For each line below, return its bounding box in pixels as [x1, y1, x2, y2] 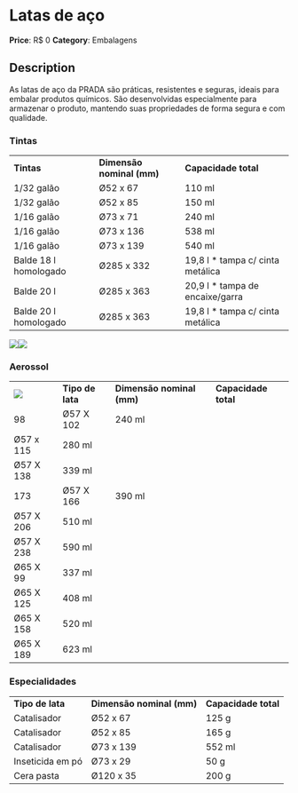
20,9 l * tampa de [184, 280, 260, 292]
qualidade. [9, 112, 48, 123]
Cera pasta [13, 769, 59, 781]
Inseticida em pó [13, 755, 82, 767]
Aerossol [9, 361, 49, 373]
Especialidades [9, 676, 77, 688]
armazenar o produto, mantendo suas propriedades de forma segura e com [9, 103, 286, 114]
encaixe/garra [184, 290, 244, 303]
